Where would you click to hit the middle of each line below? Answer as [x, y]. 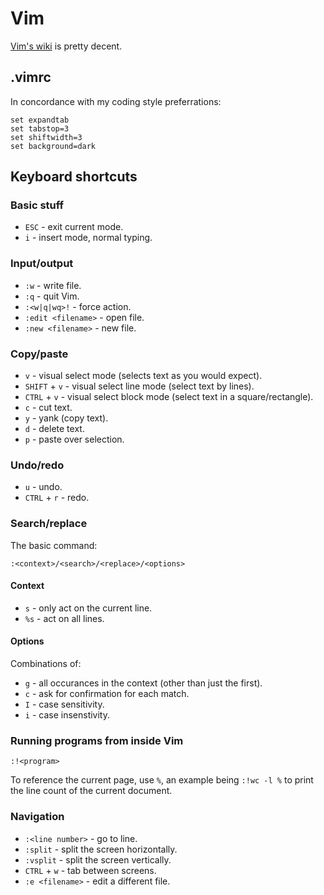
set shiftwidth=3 [46, 137]
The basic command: [54, 545]
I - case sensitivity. [64, 704]
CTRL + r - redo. [57, 498]
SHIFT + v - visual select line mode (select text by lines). [139, 386]
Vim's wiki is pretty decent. [66, 46]
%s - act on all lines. [64, 618]
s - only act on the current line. [88, 608]
